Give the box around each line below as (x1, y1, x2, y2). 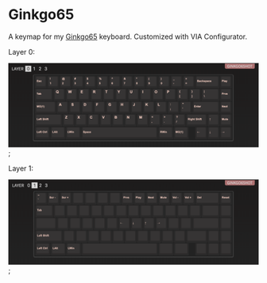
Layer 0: (8, 47, 36, 56)
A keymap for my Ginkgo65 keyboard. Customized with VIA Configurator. (8, 32, 248, 41)
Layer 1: (8, 163, 34, 173)
